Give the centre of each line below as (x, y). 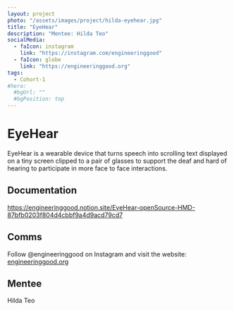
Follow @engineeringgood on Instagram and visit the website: (97, 254)
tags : (15, 73)
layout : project (31, 14)
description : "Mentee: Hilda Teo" (58, 33)
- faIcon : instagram (44, 46)
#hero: (17, 86)
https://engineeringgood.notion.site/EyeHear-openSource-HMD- (101, 207)
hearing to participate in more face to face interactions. (87, 168)
